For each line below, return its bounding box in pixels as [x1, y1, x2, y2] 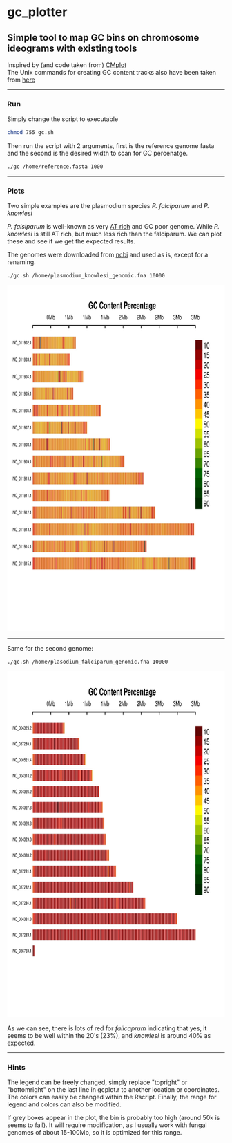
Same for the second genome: [7, 644, 94, 653]
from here [7, 75, 36, 84]
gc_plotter [7, 4, 68, 20]
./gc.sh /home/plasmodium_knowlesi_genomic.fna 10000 [7, 272, 166, 279]
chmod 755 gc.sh [7, 129, 54, 136]
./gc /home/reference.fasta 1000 [7, 163, 104, 170]
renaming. [7, 258, 36, 266]
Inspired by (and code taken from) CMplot [7, 61, 126, 69]
